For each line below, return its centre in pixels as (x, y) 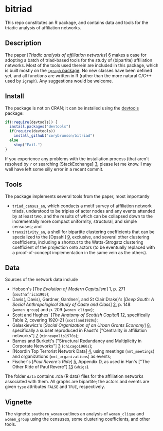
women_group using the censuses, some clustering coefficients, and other (78, 419)
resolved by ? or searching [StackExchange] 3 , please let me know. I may (78, 164)
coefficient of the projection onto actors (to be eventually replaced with (83, 247)
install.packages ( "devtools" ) (40, 127)
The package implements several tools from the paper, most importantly (77, 196)
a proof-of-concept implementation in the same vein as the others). (80, 252)
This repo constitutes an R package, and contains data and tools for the (77, 22)
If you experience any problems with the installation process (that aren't (77, 159)
